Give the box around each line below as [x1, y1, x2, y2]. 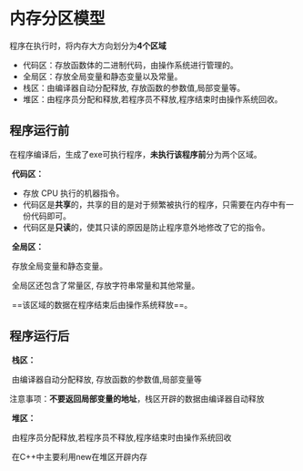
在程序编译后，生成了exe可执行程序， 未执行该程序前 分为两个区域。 [9, 148, 262, 159]
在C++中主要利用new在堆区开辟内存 [11, 451, 148, 462]
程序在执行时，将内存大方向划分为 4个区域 [9, 40, 167, 51]
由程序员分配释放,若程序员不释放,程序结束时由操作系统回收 [11, 432, 232, 443]
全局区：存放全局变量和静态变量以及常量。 [22, 70, 183, 82]
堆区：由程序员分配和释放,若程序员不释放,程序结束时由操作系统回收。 [22, 93, 283, 105]
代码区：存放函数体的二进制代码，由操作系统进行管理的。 [22, 59, 238, 70]
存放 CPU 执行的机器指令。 [22, 188, 125, 199]
